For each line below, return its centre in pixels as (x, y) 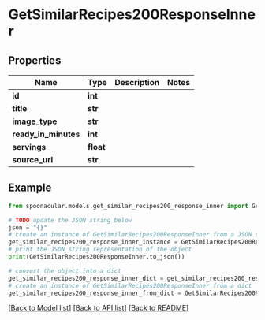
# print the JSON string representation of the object (100, 250)
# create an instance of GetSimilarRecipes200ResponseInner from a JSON (130, 235)
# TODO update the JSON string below (70, 220)
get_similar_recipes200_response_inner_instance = (93, 242)
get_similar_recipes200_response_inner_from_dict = (95, 293)
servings (29, 147)
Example (30, 188)
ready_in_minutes (46, 134)
